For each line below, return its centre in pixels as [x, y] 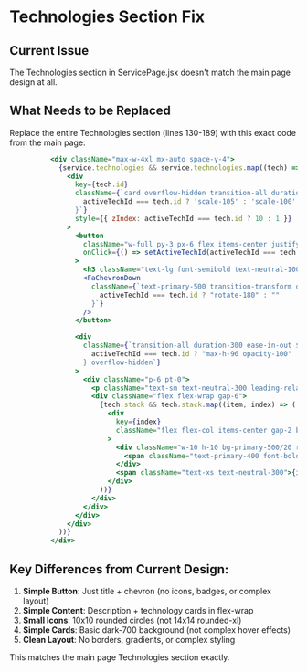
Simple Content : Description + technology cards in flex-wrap [138, 610]
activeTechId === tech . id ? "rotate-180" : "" [190, 295]
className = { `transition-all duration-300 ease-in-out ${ [193, 346]
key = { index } [138, 422]
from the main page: [48, 142]
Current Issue [49, 51]
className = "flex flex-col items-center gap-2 [204, 430]
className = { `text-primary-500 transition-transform [191, 286]
